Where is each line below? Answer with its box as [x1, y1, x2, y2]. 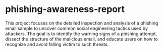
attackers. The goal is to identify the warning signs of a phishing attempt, [5, 30, 157, 36]
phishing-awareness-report [5, 3, 125, 15]
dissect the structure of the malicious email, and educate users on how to [5, 36, 158, 42]
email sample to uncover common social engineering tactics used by [5, 25, 148, 31]
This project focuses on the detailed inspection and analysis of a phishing [5, 20, 158, 26]
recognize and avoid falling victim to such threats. [5, 41, 109, 47]
